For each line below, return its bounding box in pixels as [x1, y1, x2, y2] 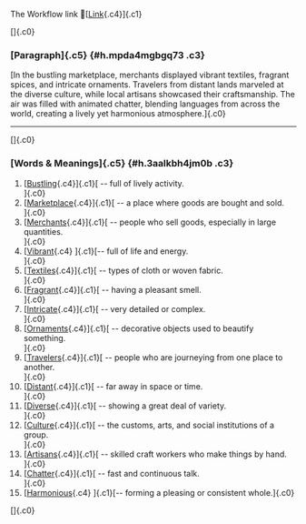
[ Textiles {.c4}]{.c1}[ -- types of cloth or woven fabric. [23, 265, 223, 276]
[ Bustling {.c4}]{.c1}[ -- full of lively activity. [23, 177, 184, 188]
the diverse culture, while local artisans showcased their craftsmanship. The [10, 89, 296, 100]
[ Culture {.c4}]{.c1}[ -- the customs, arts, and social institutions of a [23, 419, 275, 430]
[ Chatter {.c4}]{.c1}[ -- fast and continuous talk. [23, 468, 201, 479]
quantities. [23, 226, 64, 237]
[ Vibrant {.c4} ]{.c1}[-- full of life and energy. [23, 246, 189, 257]
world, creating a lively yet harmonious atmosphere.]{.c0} [10, 108, 226, 119]
